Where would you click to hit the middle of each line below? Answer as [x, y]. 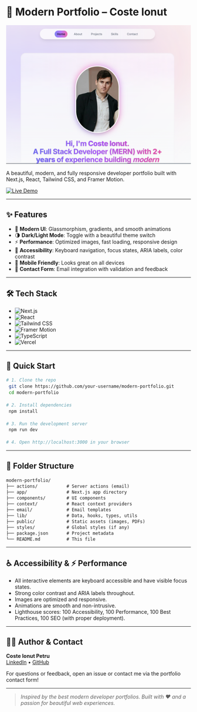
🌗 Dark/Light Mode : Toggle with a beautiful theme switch [85, 235]
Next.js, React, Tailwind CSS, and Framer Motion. [65, 179]
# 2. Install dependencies [39, 405]
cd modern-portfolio [34, 393]
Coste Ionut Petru [28, 656]
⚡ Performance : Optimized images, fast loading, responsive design [96, 242]
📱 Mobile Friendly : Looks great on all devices [69, 263]
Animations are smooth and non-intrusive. [65, 606]
